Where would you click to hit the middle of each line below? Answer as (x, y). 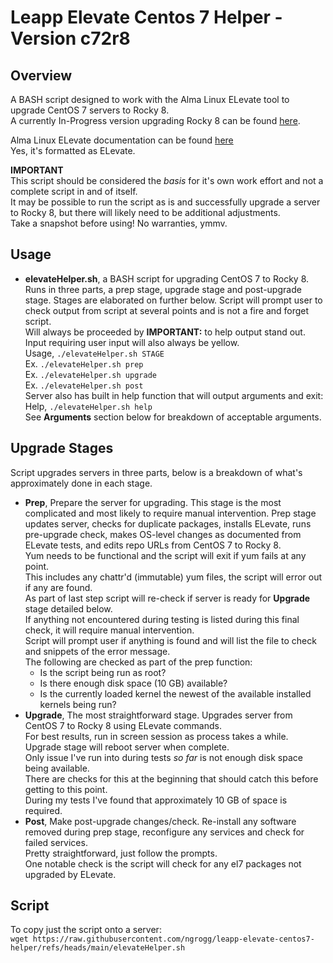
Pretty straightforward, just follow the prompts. (121, 853)
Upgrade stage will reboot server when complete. (127, 747)
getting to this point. (66, 789)
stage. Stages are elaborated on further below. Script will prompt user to (173, 300)
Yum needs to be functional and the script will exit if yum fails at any (165, 555)
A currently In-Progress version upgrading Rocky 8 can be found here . (155, 120)
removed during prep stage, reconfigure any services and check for (164, 832)
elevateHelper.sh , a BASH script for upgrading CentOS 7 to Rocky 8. (167, 278)
